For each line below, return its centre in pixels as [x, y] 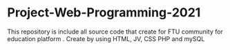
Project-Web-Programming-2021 [104, 13]
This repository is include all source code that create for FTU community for [115, 32]
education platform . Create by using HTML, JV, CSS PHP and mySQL [106, 38]
